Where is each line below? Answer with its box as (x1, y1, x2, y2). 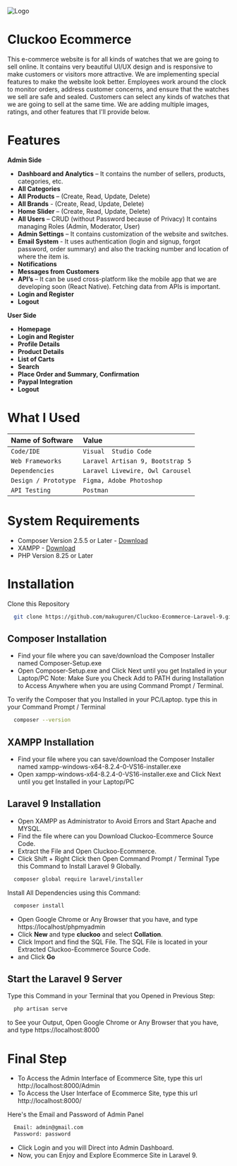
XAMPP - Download (17, 544, 76, 552)
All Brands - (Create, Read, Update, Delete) (17, 199, 145, 208)
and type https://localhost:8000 (7, 1026, 100, 1034)
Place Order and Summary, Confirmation (17, 370, 140, 378)
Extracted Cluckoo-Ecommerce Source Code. (17, 945, 151, 954)
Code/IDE (11, 447, 40, 455)
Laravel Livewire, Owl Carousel (83, 467, 192, 474)
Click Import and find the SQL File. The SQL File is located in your (17, 937, 208, 946)
